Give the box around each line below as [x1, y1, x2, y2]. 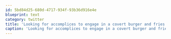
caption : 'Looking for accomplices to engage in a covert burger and [5, 26, 156, 31]
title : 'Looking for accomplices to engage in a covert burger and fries [5, 21, 165, 27]
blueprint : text [5, 12, 40, 17]
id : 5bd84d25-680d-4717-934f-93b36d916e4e [5, 7, 97, 13]
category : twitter [5, 17, 44, 22]
